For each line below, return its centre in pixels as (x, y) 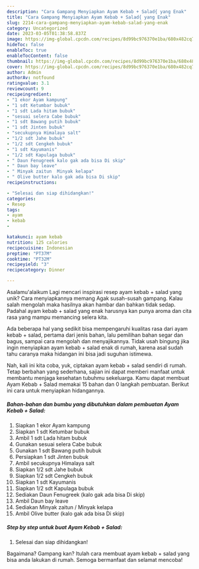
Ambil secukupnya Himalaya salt (55, 463)
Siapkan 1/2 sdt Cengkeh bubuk (54, 475)
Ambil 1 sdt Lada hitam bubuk (51, 438)
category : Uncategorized (37, 28)
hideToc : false (25, 45)
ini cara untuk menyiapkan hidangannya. (56, 391)
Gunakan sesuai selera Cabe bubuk (58, 444)
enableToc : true (27, 50)
